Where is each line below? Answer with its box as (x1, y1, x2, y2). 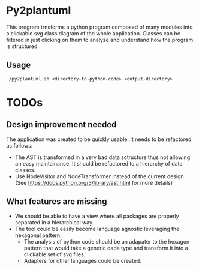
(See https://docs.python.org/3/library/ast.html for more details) (14, 179, 173, 186)
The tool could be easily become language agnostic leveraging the (14, 225, 180, 232)
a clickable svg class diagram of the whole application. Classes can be (6, 29, 181, 37)
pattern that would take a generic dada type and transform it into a (23, 244, 189, 251)
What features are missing (6, 196, 107, 207)
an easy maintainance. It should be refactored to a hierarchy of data (14, 160, 183, 167)
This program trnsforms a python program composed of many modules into (6, 23, 193, 31)
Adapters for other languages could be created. (23, 257, 142, 264)
